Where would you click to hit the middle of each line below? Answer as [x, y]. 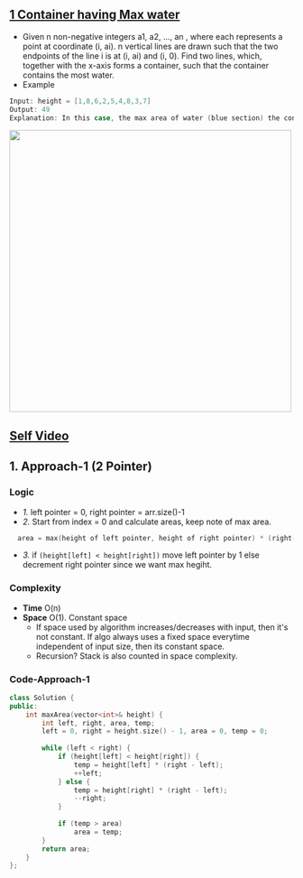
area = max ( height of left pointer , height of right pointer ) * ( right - [157, 538]
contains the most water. [68, 75]
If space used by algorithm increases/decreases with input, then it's [162, 627]
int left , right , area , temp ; [98, 723]
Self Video [39, 435]
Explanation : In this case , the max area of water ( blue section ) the [145, 118]
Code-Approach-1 [50, 679]
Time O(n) [41, 607]
